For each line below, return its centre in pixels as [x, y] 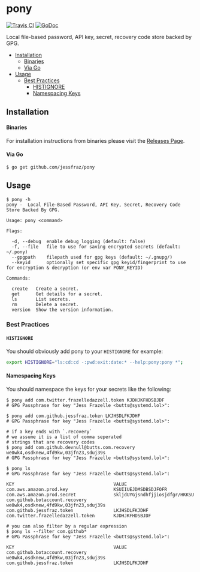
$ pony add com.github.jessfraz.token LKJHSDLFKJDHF [73, 416]
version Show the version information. [63, 310]
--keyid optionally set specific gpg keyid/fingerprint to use [99, 262]
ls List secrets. [41, 299]
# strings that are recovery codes [51, 442]
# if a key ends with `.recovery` [49, 432]
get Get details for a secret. [57, 294]
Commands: [19, 278]
